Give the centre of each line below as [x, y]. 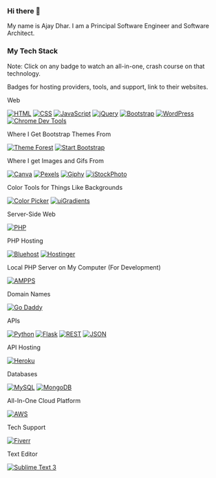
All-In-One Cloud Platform [44, 400]
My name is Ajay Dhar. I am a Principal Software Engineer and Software [108, 26]
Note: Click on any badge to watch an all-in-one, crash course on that [106, 66]
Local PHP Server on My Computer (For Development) [84, 267]
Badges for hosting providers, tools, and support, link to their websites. [108, 87]
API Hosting [24, 347]
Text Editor [22, 454]
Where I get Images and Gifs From [56, 160]
